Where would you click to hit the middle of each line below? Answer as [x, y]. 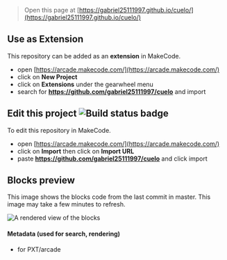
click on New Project [47, 76]
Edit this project [42, 114]
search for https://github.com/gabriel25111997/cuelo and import [111, 91]
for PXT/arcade [39, 249]
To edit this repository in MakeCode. [59, 130]
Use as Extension [45, 39]
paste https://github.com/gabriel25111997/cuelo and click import [112, 159]
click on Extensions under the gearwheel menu [85, 84]
